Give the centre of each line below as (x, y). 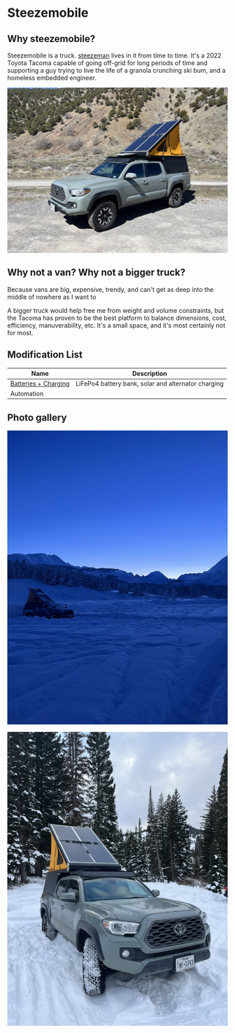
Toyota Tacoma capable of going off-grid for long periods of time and (107, 63)
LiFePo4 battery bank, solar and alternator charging (150, 384)
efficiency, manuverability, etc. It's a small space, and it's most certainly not (116, 325)
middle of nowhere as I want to (52, 297)
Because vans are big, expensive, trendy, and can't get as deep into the (111, 289)
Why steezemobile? (51, 39)
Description (150, 374)
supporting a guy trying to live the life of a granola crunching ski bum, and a (116, 70)
